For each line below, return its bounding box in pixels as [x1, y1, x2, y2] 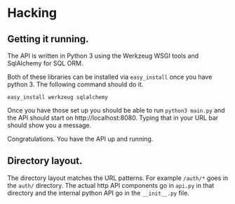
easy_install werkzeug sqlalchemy [7, 94, 109, 101]
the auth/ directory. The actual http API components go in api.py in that [7, 181, 215, 189]
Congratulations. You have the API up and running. [7, 135, 154, 143]
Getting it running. [7, 33, 89, 45]
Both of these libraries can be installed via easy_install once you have [7, 72, 213, 81]
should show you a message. [7, 121, 92, 129]
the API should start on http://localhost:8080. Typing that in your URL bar [7, 114, 219, 122]
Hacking [7, 5, 58, 21]
